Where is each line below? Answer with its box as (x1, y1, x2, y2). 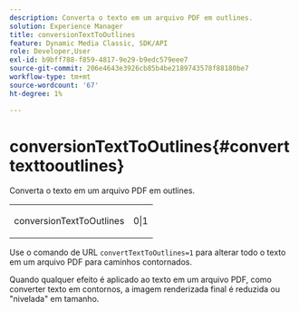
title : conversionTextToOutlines (9, 30, 136, 39)
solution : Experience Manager (9, 22, 124, 31)
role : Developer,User (9, 47, 92, 56)
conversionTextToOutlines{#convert (9, 136, 290, 157)
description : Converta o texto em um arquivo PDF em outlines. (9, 13, 254, 23)
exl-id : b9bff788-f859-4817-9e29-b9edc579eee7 (9, 55, 188, 64)
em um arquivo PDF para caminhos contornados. (9, 257, 193, 267)
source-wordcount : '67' (9, 81, 100, 90)
